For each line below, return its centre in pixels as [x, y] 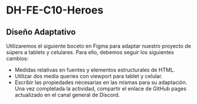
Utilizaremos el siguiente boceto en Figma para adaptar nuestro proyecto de [99, 46]
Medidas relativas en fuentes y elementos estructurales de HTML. [95, 70]
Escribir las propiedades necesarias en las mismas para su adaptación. [101, 82]
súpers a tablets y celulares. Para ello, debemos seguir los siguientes [90, 52]
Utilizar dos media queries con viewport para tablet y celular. [88, 76]
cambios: [17, 58]
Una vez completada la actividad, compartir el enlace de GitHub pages [101, 88]
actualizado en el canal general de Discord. [67, 95]
